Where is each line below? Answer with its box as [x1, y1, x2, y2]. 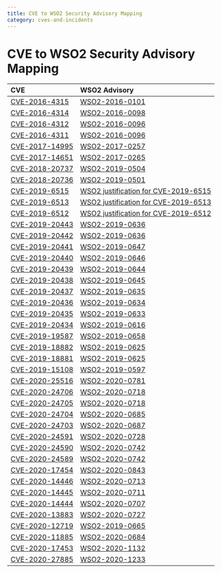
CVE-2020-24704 [10, 409, 74, 419]
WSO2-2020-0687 [79, 420, 146, 430]
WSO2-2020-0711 [79, 488, 146, 497]
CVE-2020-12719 [10, 521, 74, 531]
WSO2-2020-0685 [79, 409, 146, 419]
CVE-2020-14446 [10, 477, 74, 486]
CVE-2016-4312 [10, 120, 70, 129]
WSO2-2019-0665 [79, 521, 146, 531]
